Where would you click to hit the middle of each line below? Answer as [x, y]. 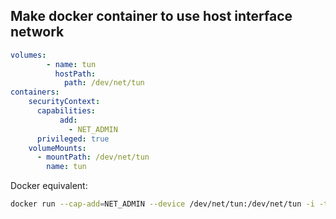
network [37, 32]
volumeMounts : [57, 148]
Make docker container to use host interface [151, 16]
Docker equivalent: [49, 186]
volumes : [28, 55]
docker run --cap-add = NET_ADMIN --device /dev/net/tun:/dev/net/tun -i [162, 204]
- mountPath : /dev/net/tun [93, 157]
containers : [35, 92]
